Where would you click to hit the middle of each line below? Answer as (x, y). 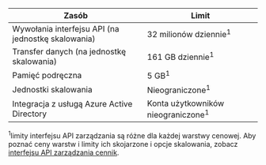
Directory (30, 114)
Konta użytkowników (186, 103)
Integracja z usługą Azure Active (72, 104)
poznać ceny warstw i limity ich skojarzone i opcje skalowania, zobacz (123, 144)
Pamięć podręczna (47, 75)
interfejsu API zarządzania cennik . (64, 152)
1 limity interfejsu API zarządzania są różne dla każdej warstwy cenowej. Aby (132, 135)
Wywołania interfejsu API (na (66, 29)
